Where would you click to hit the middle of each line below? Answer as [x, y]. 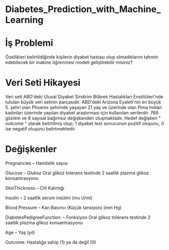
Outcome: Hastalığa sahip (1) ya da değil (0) [51, 242]
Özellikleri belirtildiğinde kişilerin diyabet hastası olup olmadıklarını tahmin [82, 57]
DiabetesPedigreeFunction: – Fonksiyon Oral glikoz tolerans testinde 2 [78, 217]
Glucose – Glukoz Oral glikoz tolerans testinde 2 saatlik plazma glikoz [77, 173]
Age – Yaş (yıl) [20, 232]
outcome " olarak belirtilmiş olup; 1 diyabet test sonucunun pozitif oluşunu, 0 [85, 123]
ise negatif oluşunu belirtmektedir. [41, 129]
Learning [24, 20]
